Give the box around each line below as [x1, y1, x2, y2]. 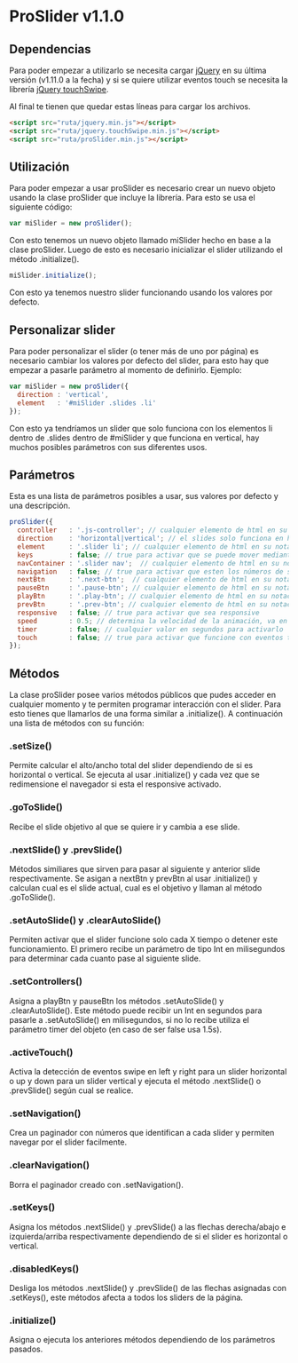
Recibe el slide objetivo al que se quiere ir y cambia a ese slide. [9, 821, 240, 832]
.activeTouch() [9, 1046, 74, 1058]
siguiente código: [9, 202, 73, 212]
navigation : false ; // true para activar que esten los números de [17, 567, 284, 576]
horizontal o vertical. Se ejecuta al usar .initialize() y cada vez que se [9, 770, 260, 781]
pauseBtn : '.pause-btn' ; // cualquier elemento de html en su [17, 583, 272, 592]
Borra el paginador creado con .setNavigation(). [9, 1179, 184, 1190]
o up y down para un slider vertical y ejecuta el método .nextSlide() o [9, 1075, 262, 1086]
